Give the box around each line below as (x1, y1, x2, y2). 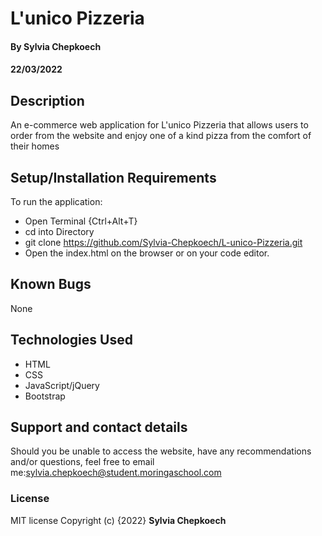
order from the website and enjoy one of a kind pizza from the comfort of (10, 130, 312, 142)
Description (10, 92, 85, 109)
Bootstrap (24, 390, 66, 402)
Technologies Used (10, 332, 133, 349)
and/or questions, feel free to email (10, 456, 155, 468)
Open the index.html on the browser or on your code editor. (24, 247, 270, 259)
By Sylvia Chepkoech (10, 40, 102, 52)
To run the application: (10, 196, 103, 207)
